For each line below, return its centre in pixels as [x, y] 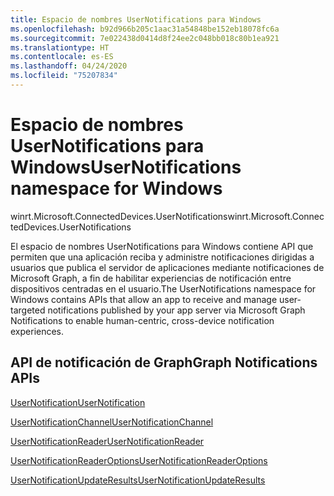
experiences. [37, 331]
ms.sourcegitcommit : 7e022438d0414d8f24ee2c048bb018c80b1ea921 [145, 38]
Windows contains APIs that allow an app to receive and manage [144, 299]
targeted [28, 310]
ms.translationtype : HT [60, 47]
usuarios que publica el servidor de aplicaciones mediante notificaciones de [167, 267]
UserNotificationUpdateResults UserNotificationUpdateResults [138, 480]
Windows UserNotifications [126, 167]
